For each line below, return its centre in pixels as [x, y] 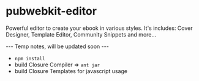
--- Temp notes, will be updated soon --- [58, 46]
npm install [30, 58]
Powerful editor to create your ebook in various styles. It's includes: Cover [99, 28]
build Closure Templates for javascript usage [71, 71]
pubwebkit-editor [51, 11]
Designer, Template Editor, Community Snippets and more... [81, 34]
